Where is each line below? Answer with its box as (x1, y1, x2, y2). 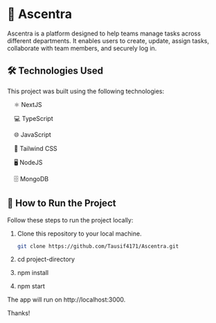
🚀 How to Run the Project (7, 197, 116, 209)
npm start (17, 282, 45, 290)
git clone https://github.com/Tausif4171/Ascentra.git (17, 242, 179, 249)
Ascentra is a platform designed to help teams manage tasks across (7, 29, 201, 38)
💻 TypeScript (13, 114, 53, 122)
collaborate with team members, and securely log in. (7, 44, 157, 52)
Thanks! (7, 309, 30, 317)
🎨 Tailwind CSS (13, 144, 57, 152)
